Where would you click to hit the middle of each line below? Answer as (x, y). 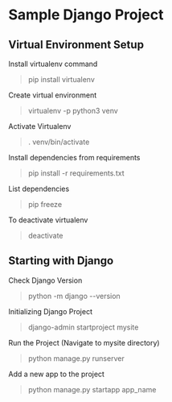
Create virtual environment (53, 95)
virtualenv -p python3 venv (73, 111)
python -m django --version (74, 296)
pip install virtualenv (61, 79)
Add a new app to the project (56, 374)
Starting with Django (61, 261)
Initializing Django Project (51, 311)
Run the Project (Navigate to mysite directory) (84, 342)
